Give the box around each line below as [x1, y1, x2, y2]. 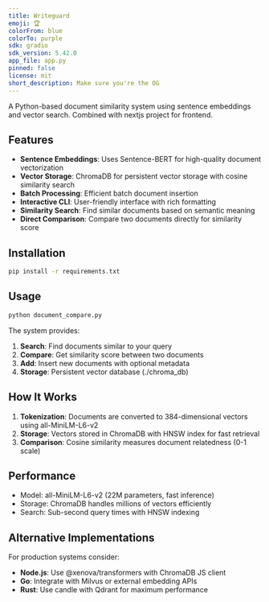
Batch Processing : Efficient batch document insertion [19, 188, 199, 198]
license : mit [8, 72, 52, 80]
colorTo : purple [8, 34, 63, 43]
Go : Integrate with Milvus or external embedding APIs [19, 576, 198, 586]
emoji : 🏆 [8, 19, 41, 27]
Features [8, 133, 54, 146]
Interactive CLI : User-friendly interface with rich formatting [19, 197, 217, 207]
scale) [19, 446, 41, 456]
